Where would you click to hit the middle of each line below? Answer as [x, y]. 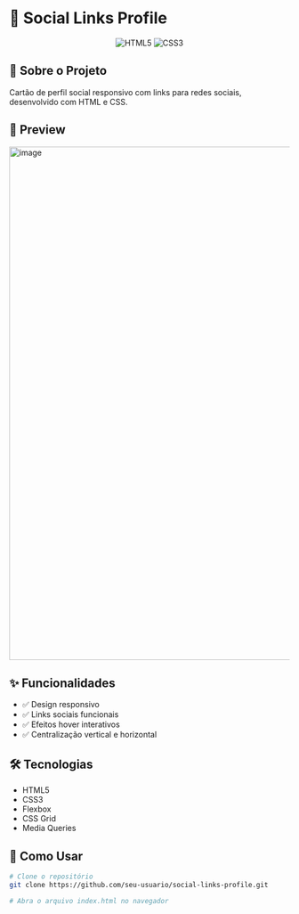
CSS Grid [39, 819]
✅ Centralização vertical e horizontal [89, 735]
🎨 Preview [37, 130]
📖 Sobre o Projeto [58, 71]
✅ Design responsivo [61, 705]
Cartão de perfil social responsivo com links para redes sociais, [125, 92]
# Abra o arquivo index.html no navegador [89, 901]
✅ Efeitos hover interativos [71, 724]
